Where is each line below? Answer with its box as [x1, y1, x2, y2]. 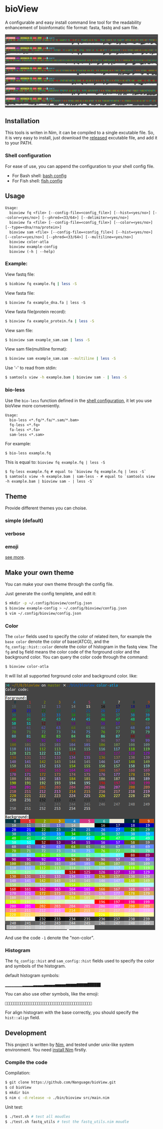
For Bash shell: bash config [12, 172, 67, 178]
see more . [5, 555, 25, 560]
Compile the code [5, 1059, 48, 1065]
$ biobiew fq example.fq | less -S [5, 281, 77, 286]
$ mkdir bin [5, 1090, 29, 1095]
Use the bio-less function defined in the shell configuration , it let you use [5, 397, 152, 404]
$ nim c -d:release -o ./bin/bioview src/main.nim [5, 1095, 110, 1100]
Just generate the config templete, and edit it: [5, 591, 97, 597]
